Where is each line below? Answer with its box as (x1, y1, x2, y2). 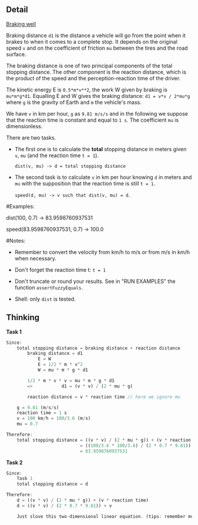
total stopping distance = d (16, 481, 88, 487)
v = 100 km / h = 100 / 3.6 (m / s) (16, 416, 91, 422)
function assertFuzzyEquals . (14, 283, 83, 291)
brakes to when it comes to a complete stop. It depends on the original (6, 38, 178, 45)
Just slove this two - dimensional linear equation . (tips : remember (16, 513, 186, 519)
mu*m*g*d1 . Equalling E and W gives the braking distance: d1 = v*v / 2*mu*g (6, 92, 190, 99)
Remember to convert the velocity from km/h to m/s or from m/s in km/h (14, 248, 190, 256)
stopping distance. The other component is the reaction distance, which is (6, 68, 187, 76)
